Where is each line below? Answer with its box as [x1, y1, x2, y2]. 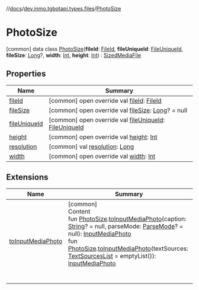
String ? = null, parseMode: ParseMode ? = [68, 222, 184, 230]
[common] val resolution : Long [48, 142, 134, 151]
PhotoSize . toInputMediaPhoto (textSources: [68, 244, 188, 253]
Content [68, 207, 91, 215]
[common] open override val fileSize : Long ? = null [48, 106, 188, 114]
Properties [6, 69, 46, 79]
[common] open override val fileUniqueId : [48, 116, 165, 124]
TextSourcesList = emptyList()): [68, 251, 156, 260]
